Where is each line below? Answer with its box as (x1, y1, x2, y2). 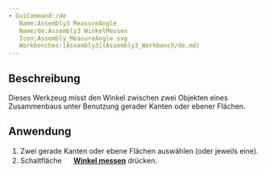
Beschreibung (8, 72, 81, 85)
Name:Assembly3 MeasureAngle (19, 19, 117, 27)
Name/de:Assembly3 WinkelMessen (19, 27, 128, 35)
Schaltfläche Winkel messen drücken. (19, 155, 157, 165)
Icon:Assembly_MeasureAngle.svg (19, 34, 128, 43)
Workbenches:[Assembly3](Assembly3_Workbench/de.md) (19, 42, 200, 50)
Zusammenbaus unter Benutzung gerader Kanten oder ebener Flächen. (8, 101, 246, 111)
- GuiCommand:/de (8, 11, 67, 20)
